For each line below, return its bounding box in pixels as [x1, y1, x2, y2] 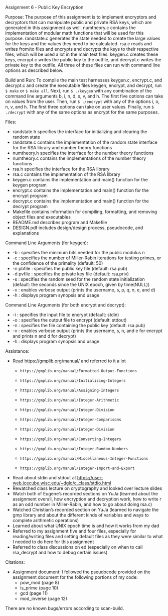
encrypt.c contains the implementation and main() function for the [12, 187, 149, 193]
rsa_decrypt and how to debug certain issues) [12, 550, 108, 555]
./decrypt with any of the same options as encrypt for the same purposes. [5, 109, 159, 115]
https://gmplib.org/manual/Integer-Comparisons [20, 417, 121, 422]
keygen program [12, 182, 47, 188]
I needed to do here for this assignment [12, 539, 94, 545]
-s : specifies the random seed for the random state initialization [12, 276, 145, 282]
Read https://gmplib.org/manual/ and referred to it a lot [12, 358, 126, 364]
